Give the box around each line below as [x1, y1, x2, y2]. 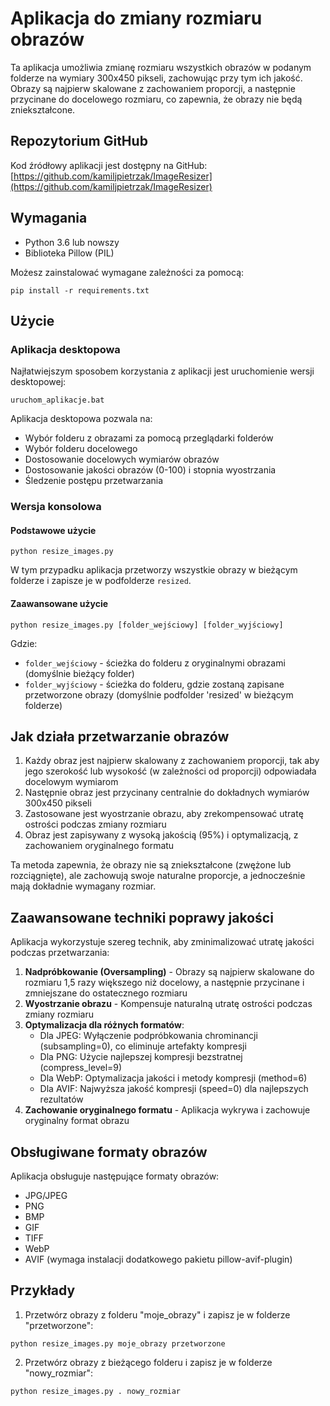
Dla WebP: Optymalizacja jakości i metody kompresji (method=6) [39, 1072, 308, 1084]
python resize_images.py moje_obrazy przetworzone [10, 1338, 226, 1349]
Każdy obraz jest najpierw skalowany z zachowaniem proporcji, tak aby [24, 755, 320, 767]
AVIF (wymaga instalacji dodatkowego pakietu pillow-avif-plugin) [24, 1253, 293, 1266]
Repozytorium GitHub [10, 133, 148, 150]
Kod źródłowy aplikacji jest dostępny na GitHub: [10, 159, 208, 171]
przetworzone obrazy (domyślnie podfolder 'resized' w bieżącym [24, 688, 294, 701]
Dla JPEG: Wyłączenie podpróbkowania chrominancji [39, 1030, 258, 1042]
